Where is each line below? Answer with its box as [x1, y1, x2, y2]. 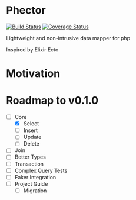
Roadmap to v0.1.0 [6, 94, 99, 107]
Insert [23, 127, 38, 134]
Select [23, 120, 39, 127]
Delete [23, 140, 40, 147]
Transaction [14, 160, 44, 167]
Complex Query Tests [14, 167, 68, 174]
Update [23, 134, 42, 141]
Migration [23, 187, 47, 194]
